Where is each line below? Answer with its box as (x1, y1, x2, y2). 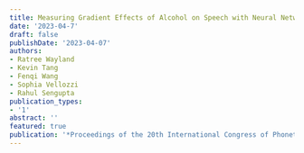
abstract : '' (9, 113, 59, 122)
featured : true (9, 122, 67, 131)
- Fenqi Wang (9, 72, 59, 81)
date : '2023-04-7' (9, 22, 79, 31)
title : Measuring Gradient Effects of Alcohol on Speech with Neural (9, 13, 278, 22)
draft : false (9, 30, 59, 39)
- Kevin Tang (9, 64, 59, 73)
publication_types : (9, 96, 83, 106)
